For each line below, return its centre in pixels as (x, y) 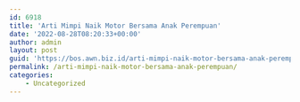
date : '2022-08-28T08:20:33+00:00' (75, 34)
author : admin (36, 42)
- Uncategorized (56, 83)
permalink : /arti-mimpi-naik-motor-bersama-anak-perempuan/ (124, 67)
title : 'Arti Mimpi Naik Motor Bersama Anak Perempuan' (115, 26)
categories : (31, 75)
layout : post (33, 51)
